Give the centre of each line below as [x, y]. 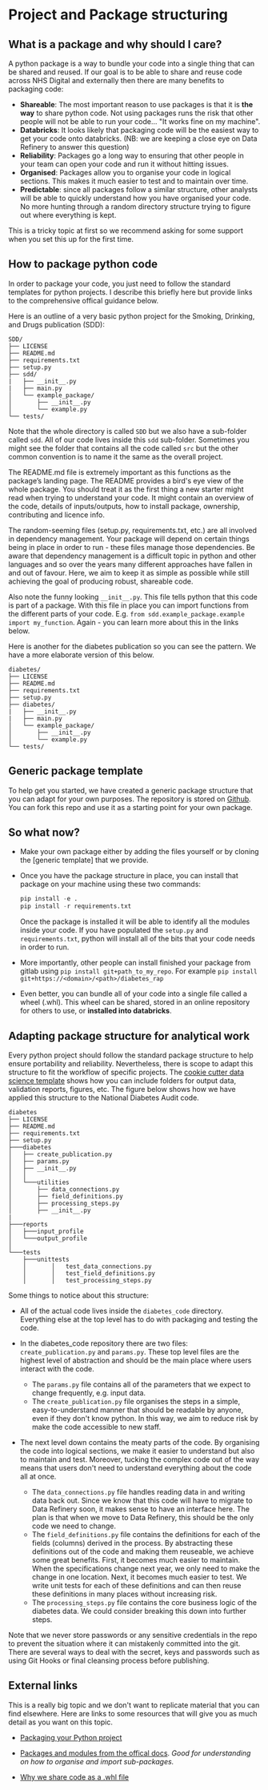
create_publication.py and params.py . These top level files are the [130, 1352]
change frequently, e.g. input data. [89, 1393]
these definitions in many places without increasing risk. [124, 1594]
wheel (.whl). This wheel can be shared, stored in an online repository [135, 1002]
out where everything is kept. [68, 215]
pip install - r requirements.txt [76, 906]
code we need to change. [74, 1526]
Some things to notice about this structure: [79, 1295]
